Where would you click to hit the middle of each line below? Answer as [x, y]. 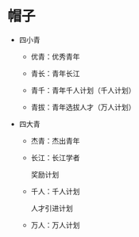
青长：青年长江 [55, 73]
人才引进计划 [52, 208]
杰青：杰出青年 [55, 140]
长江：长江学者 [55, 157]
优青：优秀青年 [55, 56]
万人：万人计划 [55, 225]
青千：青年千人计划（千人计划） [83, 90]
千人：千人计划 [55, 191]
